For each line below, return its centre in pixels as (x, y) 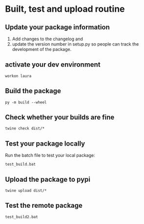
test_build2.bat (21, 217)
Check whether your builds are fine (60, 117)
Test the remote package (44, 206)
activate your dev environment (53, 65)
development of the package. (42, 49)
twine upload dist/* (26, 191)
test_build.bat (21, 164)
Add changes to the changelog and (47, 39)
